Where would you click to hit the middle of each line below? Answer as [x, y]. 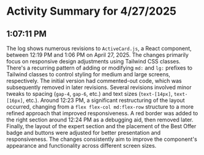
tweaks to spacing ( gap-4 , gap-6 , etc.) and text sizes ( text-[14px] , [89, 94]
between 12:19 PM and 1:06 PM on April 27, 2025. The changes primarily [97, 55]
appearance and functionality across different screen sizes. [81, 146]
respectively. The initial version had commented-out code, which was [94, 81]
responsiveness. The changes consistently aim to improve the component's [102, 139]
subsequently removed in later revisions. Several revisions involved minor [99, 87]
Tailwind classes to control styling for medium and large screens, [88, 74]
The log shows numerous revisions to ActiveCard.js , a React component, [99, 48]
